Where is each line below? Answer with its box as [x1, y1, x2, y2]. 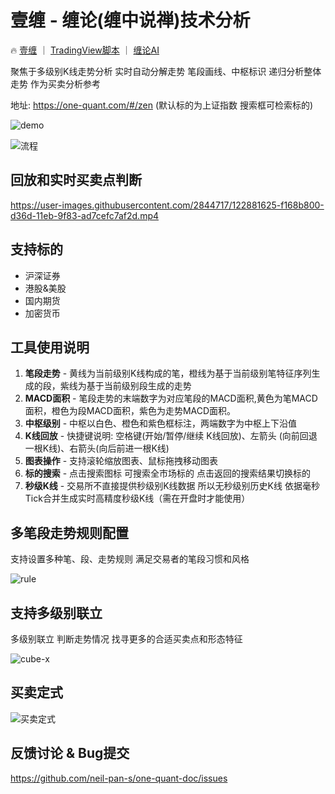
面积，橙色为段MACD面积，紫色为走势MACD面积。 [24, 405, 237, 417]
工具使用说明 [10, 339, 90, 356]
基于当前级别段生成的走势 [86, 380, 192, 392]
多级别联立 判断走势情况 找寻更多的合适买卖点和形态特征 [10, 633, 243, 645]
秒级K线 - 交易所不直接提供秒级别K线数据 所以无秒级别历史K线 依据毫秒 [24, 480, 320, 492]
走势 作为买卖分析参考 [10, 77, 101, 90]
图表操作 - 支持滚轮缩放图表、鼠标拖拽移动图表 [24, 455, 219, 467]
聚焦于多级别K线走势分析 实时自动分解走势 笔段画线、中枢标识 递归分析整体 [10, 65, 322, 77]
